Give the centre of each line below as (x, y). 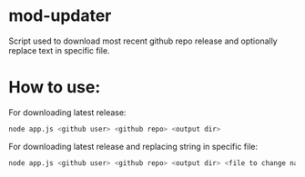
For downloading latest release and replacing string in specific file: (133, 146)
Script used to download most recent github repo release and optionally (143, 41)
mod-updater (60, 16)
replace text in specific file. (59, 50)
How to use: (55, 88)
